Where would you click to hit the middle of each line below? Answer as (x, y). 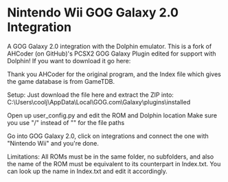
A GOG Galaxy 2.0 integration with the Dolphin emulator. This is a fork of (110, 46)
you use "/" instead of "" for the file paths (66, 122)
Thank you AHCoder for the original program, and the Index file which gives (114, 74)
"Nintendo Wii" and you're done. (53, 143)
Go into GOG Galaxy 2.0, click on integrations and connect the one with (108, 136)
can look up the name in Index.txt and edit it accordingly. (88, 171)
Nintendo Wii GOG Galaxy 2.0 (93, 13)
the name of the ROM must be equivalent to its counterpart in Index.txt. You (114, 163)
